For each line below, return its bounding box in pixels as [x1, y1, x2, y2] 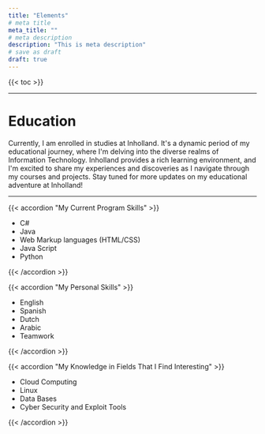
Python [19, 252, 43, 261]
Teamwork [19, 331, 54, 340]
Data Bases [19, 394, 58, 403]
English [19, 297, 44, 307]
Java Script [19, 243, 57, 253]
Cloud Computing [19, 376, 77, 387]
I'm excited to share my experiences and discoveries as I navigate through [8, 163, 250, 173]
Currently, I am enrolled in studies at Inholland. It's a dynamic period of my [8, 138, 250, 148]
